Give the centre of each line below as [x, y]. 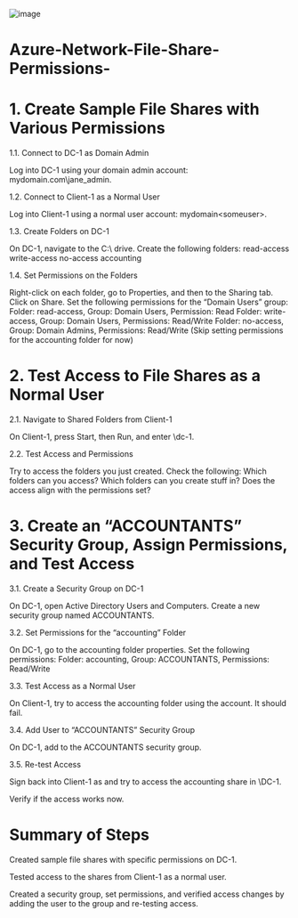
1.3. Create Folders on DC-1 [59, 232]
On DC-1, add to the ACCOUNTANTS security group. [105, 747]
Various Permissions [88, 128]
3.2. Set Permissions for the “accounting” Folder [98, 633]
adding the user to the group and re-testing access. [104, 903]
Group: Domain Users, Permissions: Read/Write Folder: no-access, [162, 321]
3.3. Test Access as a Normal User [72, 686]
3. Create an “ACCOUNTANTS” [126, 526]
